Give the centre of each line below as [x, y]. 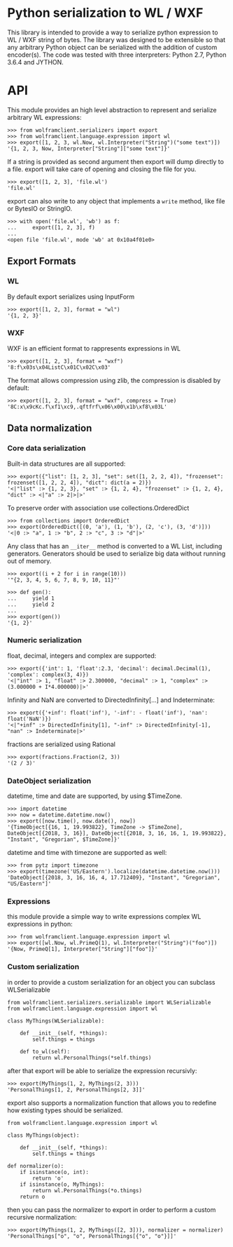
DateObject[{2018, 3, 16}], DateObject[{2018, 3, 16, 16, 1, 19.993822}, [117, 834]
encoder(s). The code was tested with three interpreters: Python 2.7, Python [117, 55]
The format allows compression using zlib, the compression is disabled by [114, 380]
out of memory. [29, 561]
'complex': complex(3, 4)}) [48, 675]
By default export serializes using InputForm [71, 297]
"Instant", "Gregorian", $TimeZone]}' [64, 840]
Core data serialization [47, 448]
